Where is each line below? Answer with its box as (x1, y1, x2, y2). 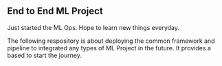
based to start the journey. (7, 51, 82, 59)
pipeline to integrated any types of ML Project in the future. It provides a (7, 44, 212, 52)
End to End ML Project (7, 5, 103, 17)
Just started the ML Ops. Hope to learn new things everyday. (7, 23, 180, 31)
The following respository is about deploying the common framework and (7, 37, 215, 45)
